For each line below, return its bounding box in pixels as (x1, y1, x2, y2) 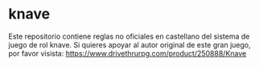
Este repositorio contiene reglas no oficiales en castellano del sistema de (8, 31, 250, 41)
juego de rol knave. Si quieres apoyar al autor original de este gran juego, (8, 39, 251, 49)
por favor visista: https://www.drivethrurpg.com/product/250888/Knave (8, 48, 247, 58)
